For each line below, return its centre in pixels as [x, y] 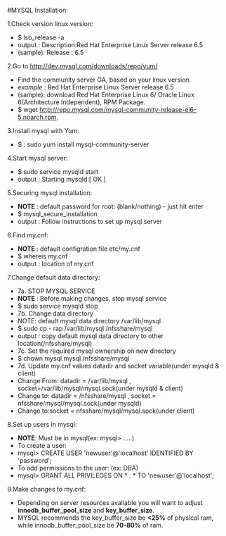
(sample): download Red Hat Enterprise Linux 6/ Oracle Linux [106, 95]
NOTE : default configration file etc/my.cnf [79, 249]
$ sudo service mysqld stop [58, 306]
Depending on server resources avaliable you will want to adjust [110, 503]
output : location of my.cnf [56, 264]
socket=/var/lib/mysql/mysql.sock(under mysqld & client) [100, 388]
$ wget [28, 110]
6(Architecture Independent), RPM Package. [81, 102]
